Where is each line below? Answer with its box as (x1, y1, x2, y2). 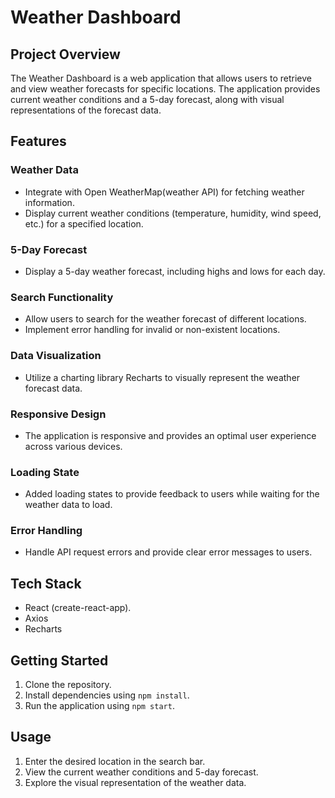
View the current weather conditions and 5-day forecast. (24, 766, 259, 778)
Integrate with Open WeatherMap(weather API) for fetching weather (24, 186, 305, 198)
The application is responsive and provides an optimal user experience (24, 429, 317, 441)
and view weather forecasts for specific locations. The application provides (10, 83, 321, 95)
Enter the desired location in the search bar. (24, 755, 206, 767)
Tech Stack (10, 575, 82, 592)
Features (10, 133, 67, 150)
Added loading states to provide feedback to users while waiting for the (24, 488, 320, 500)
